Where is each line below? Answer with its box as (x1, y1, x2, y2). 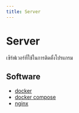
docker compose (14, 93, 56, 101)
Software (6, 71, 41, 81)
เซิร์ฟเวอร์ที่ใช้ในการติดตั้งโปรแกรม (6, 54, 73, 61)
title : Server (6, 8, 41, 15)
